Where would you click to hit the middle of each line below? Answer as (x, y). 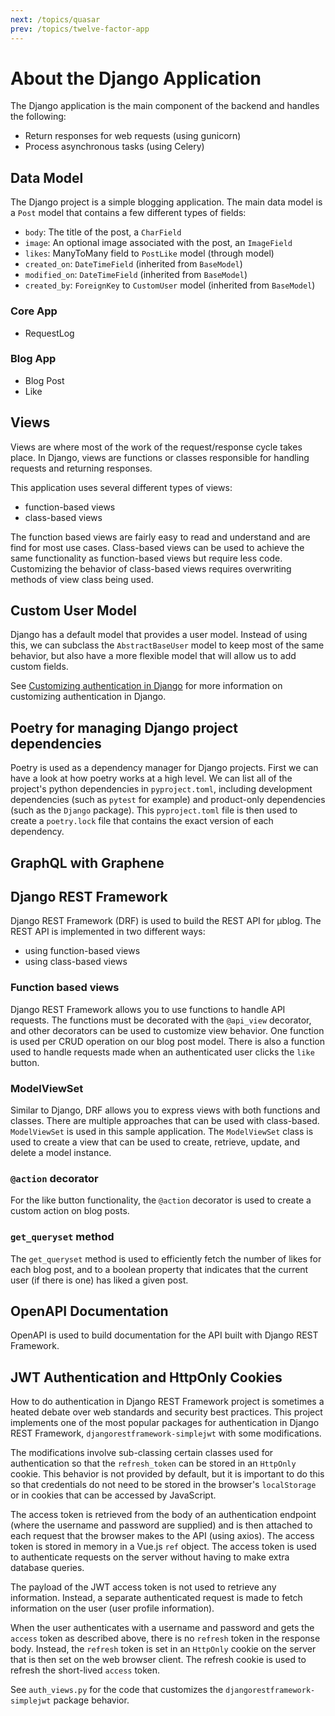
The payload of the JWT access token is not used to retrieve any (143, 1587)
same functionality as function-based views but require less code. (146, 558)
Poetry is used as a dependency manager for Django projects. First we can (164, 768)
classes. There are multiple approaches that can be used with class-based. (165, 1121)
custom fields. (39, 667)
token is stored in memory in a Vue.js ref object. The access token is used (163, 1547)
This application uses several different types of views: (121, 487)
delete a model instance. (61, 1153)
